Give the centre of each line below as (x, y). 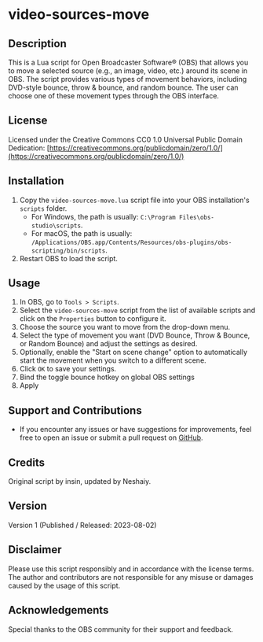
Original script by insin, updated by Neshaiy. (80, 481)
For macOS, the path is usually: (82, 233)
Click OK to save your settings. (68, 369)
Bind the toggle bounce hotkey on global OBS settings (107, 377)
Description (37, 44)
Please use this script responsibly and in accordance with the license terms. (131, 569)
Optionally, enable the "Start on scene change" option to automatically (133, 352)
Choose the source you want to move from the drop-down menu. (125, 327)
